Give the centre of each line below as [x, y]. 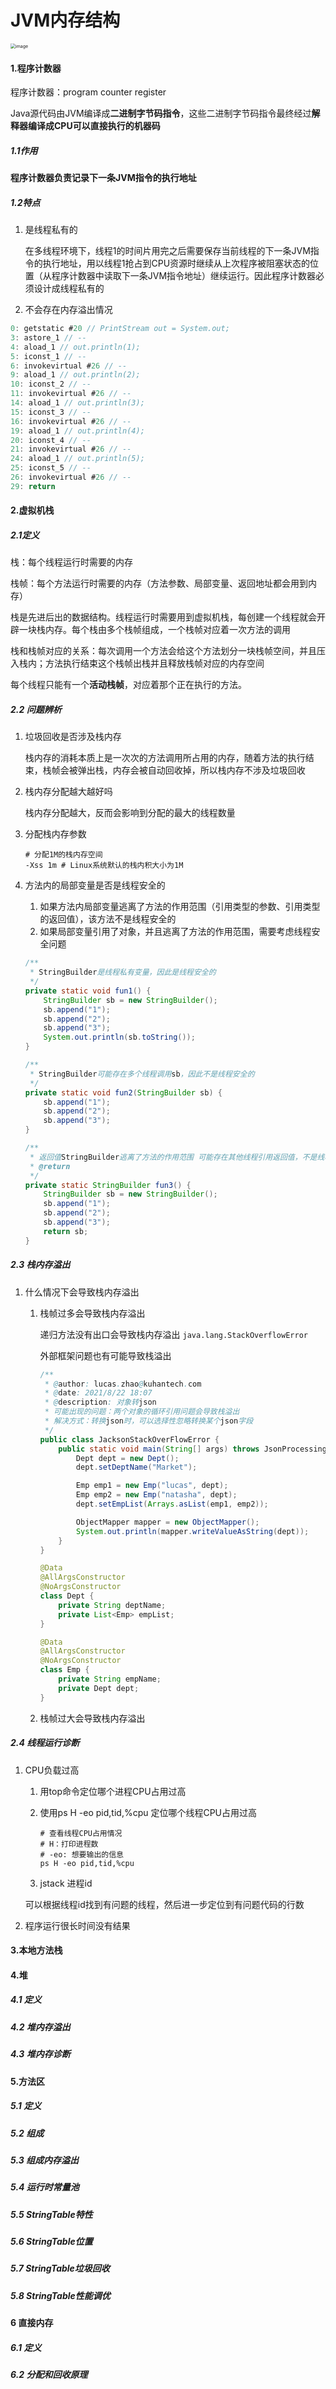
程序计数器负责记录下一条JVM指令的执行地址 [103, 178]
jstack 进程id [66, 1883]
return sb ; [66, 1231]
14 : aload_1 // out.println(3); [77, 403]
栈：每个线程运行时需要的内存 [71, 562]
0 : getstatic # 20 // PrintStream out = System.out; [120, 329]
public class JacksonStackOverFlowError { [129, 1439]
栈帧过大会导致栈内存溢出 [92, 1718]
